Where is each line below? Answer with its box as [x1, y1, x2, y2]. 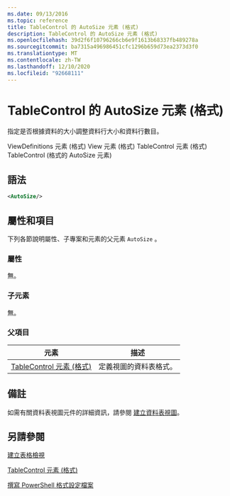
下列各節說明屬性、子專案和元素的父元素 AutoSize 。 [7, 235, 161, 243]
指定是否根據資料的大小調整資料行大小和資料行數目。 [7, 127, 163, 135]
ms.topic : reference [7, 17, 69, 24]
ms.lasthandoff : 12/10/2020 [7, 63, 91, 70]
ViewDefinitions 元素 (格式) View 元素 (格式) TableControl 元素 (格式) [7, 142, 207, 151]
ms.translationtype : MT [7, 50, 78, 57]
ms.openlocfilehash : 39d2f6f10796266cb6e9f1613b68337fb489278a [7, 37, 199, 44]
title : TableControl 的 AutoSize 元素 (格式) [7, 23, 139, 30]
